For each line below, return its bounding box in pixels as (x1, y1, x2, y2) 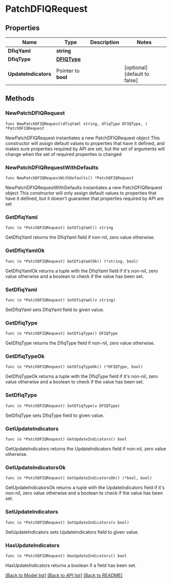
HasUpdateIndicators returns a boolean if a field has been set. (5, 562, 137, 568)
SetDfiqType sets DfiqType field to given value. (5, 412, 104, 418)
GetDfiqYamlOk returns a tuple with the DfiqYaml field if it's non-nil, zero (5, 268, 158, 274)
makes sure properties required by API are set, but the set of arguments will (5, 146, 165, 152)
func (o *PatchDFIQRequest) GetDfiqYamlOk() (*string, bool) (5, 258, 139, 264)
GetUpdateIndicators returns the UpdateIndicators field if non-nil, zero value (5, 446, 166, 452)
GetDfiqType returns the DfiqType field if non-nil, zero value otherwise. (5, 340, 155, 346)
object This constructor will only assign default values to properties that (5, 190, 157, 196)
